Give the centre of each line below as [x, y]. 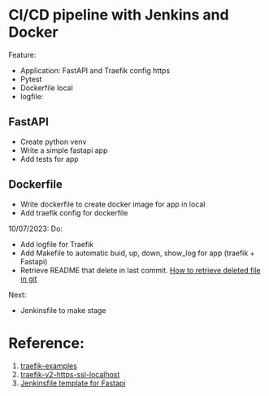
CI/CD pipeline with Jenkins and [119, 15]
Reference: [47, 343]
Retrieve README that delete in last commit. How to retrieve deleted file [141, 270]
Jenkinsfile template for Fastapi [73, 383]
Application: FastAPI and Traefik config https [95, 70]
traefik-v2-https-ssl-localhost [70, 374]
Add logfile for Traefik [57, 244]
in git [28, 279]
